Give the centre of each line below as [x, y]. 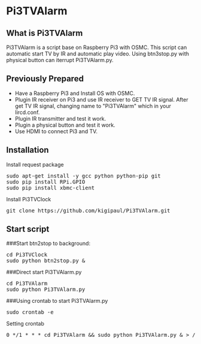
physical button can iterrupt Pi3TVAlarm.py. [60, 60]
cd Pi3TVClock [27, 255]
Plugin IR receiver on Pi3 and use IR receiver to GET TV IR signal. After [101, 99]
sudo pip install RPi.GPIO [46, 182]
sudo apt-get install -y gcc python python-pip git [84, 176]
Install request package [35, 164]
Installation [28, 150]
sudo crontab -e [30, 312]
